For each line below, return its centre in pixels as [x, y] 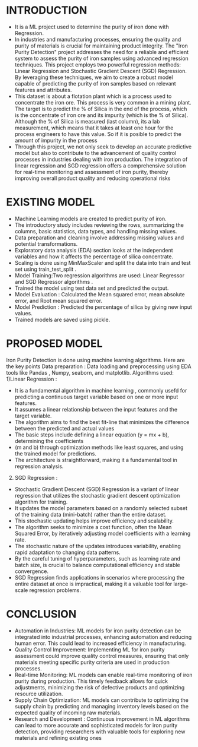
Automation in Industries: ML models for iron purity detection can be [98, 631]
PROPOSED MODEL [54, 344]
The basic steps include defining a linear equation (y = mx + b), [92, 435]
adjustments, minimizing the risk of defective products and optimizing [100, 687]
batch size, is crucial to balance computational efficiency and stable [97, 565]
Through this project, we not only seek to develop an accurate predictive [103, 147]
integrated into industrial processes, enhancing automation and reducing [103, 637]
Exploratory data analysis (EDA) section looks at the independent [94, 250]
